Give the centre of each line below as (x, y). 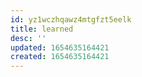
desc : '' (28, 38)
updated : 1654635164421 (60, 47)
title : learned (42, 29)
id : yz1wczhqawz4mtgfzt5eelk (71, 19)
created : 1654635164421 (60, 57)
